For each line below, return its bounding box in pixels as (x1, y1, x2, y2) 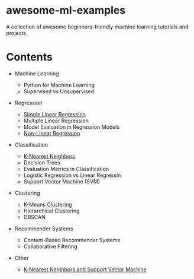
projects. (6, 29, 28, 36)
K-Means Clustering (23, 201, 72, 208)
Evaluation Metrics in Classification (23, 165, 109, 172)
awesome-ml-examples (6, 4, 126, 17)
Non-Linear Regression (23, 129, 80, 137)
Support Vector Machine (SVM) (23, 177, 101, 185)
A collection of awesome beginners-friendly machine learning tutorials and (6, 23, 189, 30)
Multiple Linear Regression (23, 117, 89, 124)
